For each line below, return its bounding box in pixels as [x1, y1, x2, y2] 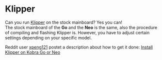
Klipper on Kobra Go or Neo [5, 49, 61, 55]
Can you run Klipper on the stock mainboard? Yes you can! [5, 19, 123, 25]
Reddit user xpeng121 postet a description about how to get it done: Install [5, 44, 153, 50]
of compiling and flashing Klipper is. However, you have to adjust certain [5, 30, 150, 35]
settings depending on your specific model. [5, 35, 92, 41]
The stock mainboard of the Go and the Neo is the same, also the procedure [5, 24, 158, 30]
